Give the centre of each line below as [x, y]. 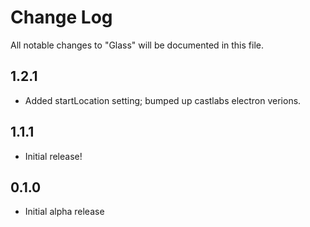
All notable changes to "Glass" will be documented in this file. [137, 45]
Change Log [61, 17]
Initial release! [53, 156]
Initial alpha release [64, 212]
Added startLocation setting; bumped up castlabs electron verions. [163, 100]
